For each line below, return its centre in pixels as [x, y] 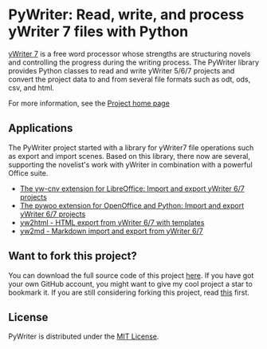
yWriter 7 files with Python [98, 32]
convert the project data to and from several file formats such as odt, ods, [130, 79]
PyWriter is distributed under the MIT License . [84, 336]
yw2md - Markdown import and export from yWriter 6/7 [111, 231]
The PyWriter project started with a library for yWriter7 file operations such [131, 147]
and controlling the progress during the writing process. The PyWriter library [134, 62]
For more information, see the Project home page [89, 103]
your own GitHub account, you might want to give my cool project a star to [130, 284]
